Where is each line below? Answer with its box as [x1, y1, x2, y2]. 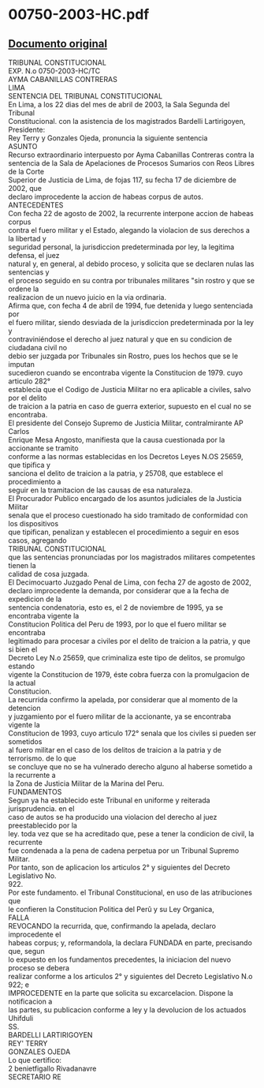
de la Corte [8, 167, 45, 176]
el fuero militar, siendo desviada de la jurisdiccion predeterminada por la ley [8, 318, 255, 327]
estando [8, 661, 35, 671]
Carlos [8, 427, 30, 436]
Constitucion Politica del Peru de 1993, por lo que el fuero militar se [8, 619, 227, 629]
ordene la [8, 284, 39, 293]
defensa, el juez [8, 251, 61, 260]
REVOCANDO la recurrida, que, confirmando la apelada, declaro [8, 922, 217, 930]
